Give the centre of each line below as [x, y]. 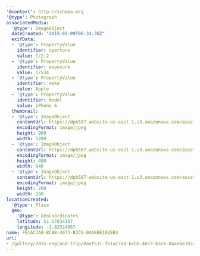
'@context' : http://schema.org [45, 12]
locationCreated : [28, 200]
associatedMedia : [28, 23]
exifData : [24, 39]
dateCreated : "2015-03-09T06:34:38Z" [58, 34]
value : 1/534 [33, 72]
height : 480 [32, 161]
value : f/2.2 [33, 56]
